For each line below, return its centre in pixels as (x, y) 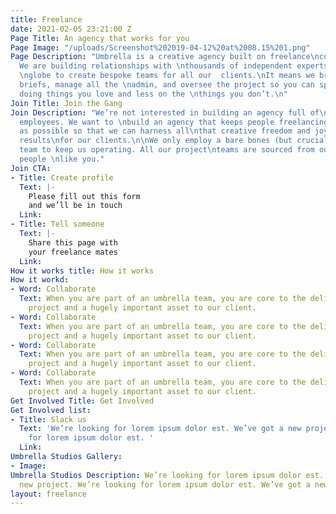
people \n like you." (62, 159)
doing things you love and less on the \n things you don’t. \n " (153, 94)
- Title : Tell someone (57, 224)
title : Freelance (46, 19)
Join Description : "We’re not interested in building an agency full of (165, 112)
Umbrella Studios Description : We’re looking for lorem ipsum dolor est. (167, 475)
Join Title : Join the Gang (66, 103)
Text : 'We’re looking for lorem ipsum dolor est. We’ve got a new (160, 429)
